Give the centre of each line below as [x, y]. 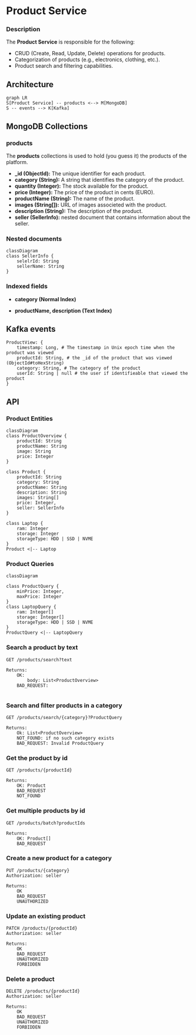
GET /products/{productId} [39, 770]
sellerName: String [41, 267]
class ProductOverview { [36, 436]
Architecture [30, 84]
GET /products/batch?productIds [46, 823]
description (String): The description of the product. [79, 211]
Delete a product [30, 979]
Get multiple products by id [46, 811]
